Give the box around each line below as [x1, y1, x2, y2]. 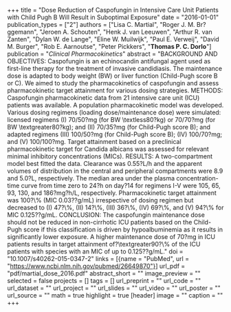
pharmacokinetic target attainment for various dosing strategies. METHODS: [7, 86, 223, 94]
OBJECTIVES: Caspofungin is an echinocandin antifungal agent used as [7, 57, 211, 65]
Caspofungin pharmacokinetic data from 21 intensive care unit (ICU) [7, 94, 200, 102]
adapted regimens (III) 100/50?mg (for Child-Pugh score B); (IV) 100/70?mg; [7, 130, 222, 138]
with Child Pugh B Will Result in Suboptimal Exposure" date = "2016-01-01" [7, 13, 219, 21]
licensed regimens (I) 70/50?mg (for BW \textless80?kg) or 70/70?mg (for [7, 116, 216, 123]
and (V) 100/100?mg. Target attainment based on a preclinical [7, 138, 181, 145]
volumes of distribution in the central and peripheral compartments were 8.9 [7, 167, 223, 175]
